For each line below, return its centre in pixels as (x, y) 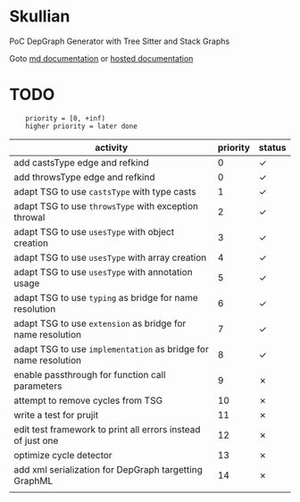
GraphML (33, 481)
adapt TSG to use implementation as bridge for (112, 348)
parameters (38, 386)
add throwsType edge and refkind (84, 177)
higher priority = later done (82, 126)
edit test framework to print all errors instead (107, 429)
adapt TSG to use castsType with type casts (105, 191)
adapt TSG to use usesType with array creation (110, 257)
